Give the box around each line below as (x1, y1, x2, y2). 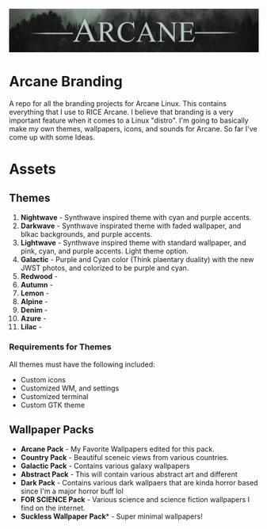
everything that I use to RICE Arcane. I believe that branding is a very (9, 107, 234, 116)
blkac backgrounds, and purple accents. (20, 229, 153, 238)
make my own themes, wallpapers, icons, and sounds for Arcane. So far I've (9, 124, 257, 133)
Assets (9, 160, 56, 178)
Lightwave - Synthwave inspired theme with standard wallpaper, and (20, 238, 246, 247)
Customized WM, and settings (20, 383, 120, 393)
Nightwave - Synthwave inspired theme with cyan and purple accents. (20, 212, 252, 222)
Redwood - (20, 271, 59, 281)
